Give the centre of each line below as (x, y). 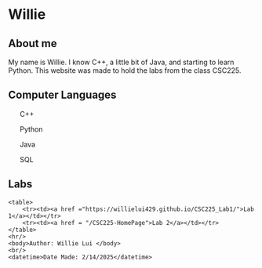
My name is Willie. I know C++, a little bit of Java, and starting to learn (121, 62)
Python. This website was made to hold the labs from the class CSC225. (125, 71)
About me (33, 43)
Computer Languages (62, 95)
